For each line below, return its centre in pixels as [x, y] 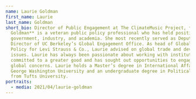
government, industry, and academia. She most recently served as [93, 38]
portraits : [19, 82]
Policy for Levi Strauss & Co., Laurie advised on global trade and [96, 49]
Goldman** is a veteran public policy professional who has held [92, 33]
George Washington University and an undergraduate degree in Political [101, 71]
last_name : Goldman [29, 22]
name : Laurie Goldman [32, 11]
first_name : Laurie [29, 17]
